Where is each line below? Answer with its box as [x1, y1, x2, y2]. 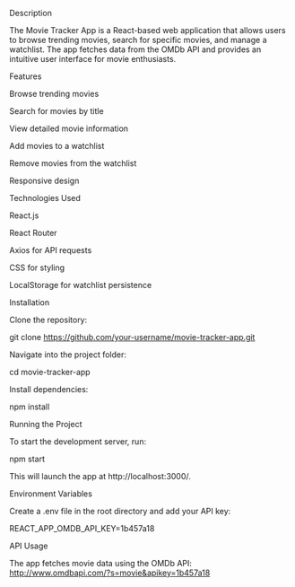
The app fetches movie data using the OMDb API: [9, 558, 193, 568]
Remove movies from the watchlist [9, 158, 137, 169]
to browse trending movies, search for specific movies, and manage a [9, 35, 267, 45]
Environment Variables [9, 488, 92, 499]
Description [9, 8, 52, 18]
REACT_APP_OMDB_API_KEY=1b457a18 [9, 523, 155, 533]
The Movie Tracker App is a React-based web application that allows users [9, 25, 286, 35]
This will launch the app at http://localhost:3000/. [9, 471, 191, 481]
